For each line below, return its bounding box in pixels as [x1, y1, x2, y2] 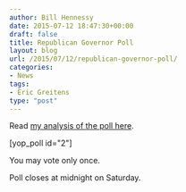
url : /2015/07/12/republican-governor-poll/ [9, 54, 178, 63]
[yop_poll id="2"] [9, 138, 73, 148]
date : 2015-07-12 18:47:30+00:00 [9, 21, 134, 30]
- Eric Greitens [9, 88, 70, 96]
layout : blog [9, 46, 58, 55]
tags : [9, 79, 30, 88]
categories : [9, 63, 54, 72]
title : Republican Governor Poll [9, 38, 134, 47]
